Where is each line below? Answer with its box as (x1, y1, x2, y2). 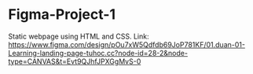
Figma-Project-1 (8, 6, 116, 24)
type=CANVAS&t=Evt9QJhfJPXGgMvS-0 (8, 57, 141, 66)
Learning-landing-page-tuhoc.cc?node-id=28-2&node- (8, 48, 189, 57)
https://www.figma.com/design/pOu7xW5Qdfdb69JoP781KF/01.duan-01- (8, 39, 246, 49)
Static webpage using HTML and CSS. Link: (8, 31, 149, 41)
